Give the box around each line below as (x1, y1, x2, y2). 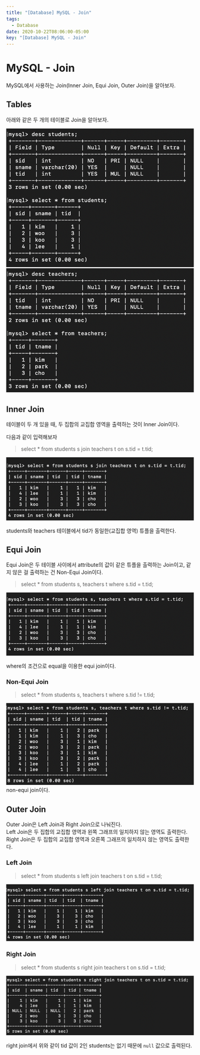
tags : (6, 16, 20, 22)
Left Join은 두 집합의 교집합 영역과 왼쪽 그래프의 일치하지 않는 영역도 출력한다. (6, 828, 188, 836)
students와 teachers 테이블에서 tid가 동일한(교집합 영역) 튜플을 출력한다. (6, 527, 177, 534)
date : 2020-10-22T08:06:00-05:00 (6, 29, 89, 35)
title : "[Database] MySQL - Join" (6, 10, 92, 16)
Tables (6, 99, 32, 110)
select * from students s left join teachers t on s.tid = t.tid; (20, 872, 162, 879)
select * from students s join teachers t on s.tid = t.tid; (20, 445, 154, 452)
